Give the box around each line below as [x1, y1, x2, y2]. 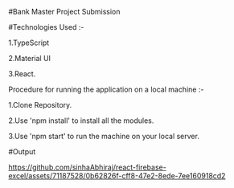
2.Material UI [8, 54, 51, 63]
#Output [8, 147, 36, 156]
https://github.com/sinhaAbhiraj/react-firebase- [8, 162, 166, 172]
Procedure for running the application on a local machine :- [8, 84, 204, 94]
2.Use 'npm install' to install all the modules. [8, 116, 154, 125]
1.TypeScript [8, 38, 50, 47]
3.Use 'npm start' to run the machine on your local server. [8, 132, 199, 141]
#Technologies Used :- [8, 22, 84, 31]
